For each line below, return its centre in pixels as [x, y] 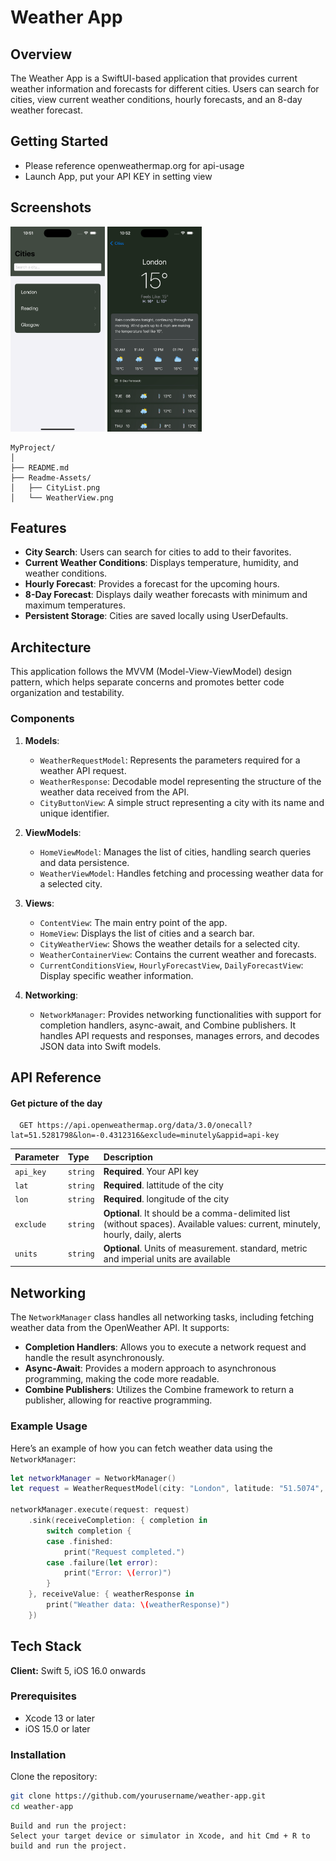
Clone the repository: [54, 1777]
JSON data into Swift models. [100, 1046]
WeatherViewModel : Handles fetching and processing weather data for [181, 873]
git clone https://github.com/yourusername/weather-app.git [138, 1796]
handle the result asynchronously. [94, 1358]
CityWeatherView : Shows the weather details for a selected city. [169, 943]
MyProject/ [33, 447]
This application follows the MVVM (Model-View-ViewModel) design [151, 672]
